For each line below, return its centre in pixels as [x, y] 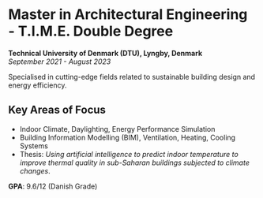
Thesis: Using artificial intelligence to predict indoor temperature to [129, 154]
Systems [34, 146]
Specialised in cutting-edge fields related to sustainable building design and [131, 77]
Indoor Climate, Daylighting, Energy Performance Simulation [117, 129]
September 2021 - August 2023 [60, 62]
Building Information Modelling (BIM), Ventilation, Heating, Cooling [127, 137]
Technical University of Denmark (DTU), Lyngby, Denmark [105, 53]
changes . [35, 170]
